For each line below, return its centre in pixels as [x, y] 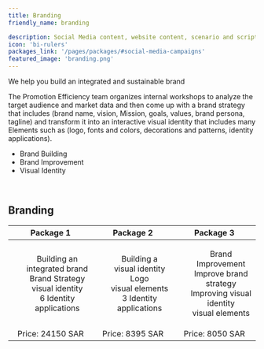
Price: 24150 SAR [50, 333]
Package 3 [214, 232]
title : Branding [35, 15]
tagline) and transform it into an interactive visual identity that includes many [132, 122]
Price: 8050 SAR [214, 333]
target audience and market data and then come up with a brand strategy [127, 105]
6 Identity [57, 298]
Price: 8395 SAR [133, 333]
